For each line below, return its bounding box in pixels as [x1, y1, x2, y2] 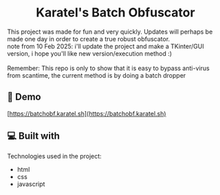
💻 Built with [7, 130, 60, 142]
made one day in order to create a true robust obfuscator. [7, 34, 170, 43]
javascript [16, 180, 45, 188]
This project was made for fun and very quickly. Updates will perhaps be [7, 27, 213, 36]
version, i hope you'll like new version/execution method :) [7, 49, 173, 58]
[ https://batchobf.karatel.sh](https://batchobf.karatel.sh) [7, 109, 166, 117]
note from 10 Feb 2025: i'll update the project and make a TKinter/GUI [7, 42, 204, 50]
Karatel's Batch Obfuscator [36, 5, 195, 21]
